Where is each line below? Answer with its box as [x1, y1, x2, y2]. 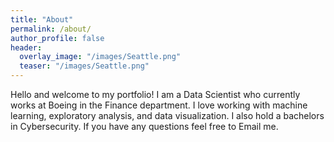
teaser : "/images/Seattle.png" [19, 61, 150, 71]
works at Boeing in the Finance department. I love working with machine [10, 99, 308, 111]
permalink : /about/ [10, 24, 92, 34]
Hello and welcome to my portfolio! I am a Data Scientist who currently [10, 89, 301, 100]
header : [10, 42, 43, 53]
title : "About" [10, 14, 74, 25]
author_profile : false [10, 33, 105, 43]
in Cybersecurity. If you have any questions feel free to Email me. [10, 121, 279, 132]
